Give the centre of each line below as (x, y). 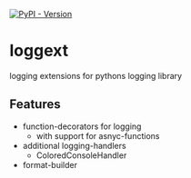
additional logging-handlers (74, 145)
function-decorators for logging (82, 126)
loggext (39, 51)
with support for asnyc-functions (98, 135)
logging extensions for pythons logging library (96, 75)
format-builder (50, 164)
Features (35, 104)
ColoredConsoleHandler (81, 155)
